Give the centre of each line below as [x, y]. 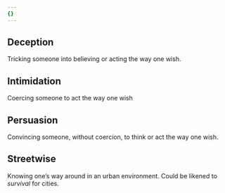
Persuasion [33, 120]
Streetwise [32, 159]
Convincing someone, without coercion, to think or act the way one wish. [113, 137]
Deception [31, 42]
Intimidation [34, 81]
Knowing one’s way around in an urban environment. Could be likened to [112, 175]
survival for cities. [33, 183]
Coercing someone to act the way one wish [70, 98]
